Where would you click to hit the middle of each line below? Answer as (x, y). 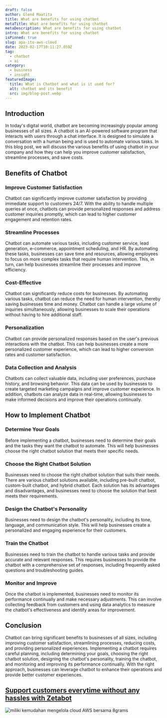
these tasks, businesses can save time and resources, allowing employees (82, 254)
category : (15, 65)
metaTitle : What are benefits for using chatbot (57, 24)
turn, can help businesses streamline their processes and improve (73, 265)
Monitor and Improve (31, 583)
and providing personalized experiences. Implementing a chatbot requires (81, 648)
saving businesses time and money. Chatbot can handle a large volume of (81, 304)
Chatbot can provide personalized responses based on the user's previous (82, 339)
